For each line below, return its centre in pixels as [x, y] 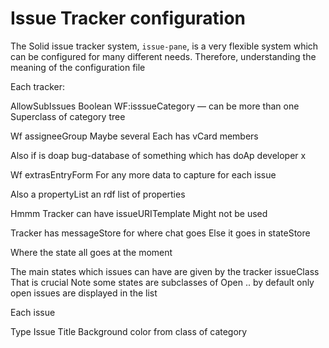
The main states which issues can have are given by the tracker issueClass [165, 271]
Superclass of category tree [68, 116]
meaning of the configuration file [78, 67]
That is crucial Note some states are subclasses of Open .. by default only [162, 282]
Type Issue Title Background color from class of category [129, 331]
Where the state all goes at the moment [91, 252]
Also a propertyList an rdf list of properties [98, 194]
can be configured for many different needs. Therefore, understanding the [163, 56]
